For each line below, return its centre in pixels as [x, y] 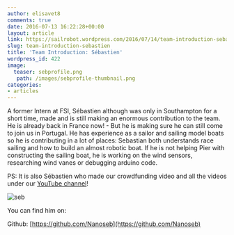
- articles [23, 91]
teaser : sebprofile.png [48, 72]
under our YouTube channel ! [48, 184]
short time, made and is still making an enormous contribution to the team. [114, 118]
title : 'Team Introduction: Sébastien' [65, 53]
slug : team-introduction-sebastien [59, 46]
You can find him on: [37, 211]
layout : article [31, 33]
